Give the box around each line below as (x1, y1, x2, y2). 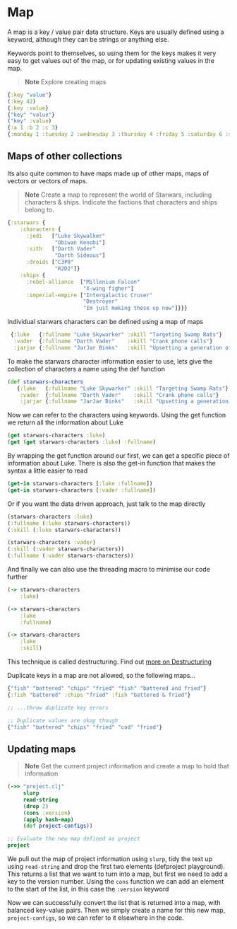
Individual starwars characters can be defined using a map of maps (7, 318, 203, 326)
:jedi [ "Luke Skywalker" (25, 232, 106, 239)
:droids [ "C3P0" (25, 259, 74, 266)
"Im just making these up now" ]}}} (83, 305, 188, 312)
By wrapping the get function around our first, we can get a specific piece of (7, 451, 230, 460)
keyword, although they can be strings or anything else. (7, 35, 169, 43)
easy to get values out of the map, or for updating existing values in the (7, 56, 215, 64)
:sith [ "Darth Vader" (25, 246, 97, 253)
